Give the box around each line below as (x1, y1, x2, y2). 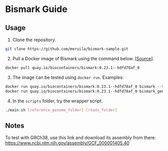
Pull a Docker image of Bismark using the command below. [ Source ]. (12, 55, 154, 61)
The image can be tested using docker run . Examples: (12, 74, 124, 80)
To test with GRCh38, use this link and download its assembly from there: (5, 134, 156, 141)
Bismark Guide (5, 4, 67, 15)
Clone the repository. (12, 37, 56, 43)
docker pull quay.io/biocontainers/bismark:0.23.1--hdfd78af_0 (5, 65, 140, 70)
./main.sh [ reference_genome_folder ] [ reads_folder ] (5, 107, 117, 112)
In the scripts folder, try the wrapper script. (12, 98, 103, 104)
